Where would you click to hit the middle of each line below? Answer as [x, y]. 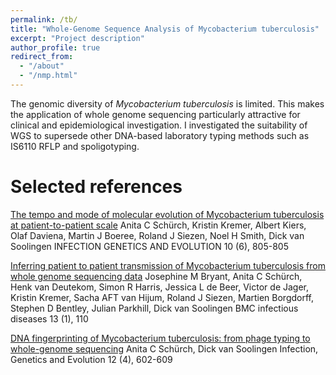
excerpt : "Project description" [77, 38]
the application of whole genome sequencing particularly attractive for [155, 114]
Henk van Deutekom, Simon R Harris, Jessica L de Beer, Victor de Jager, [160, 287]
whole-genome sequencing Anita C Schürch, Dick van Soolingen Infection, [164, 348]
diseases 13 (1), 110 [49, 318]
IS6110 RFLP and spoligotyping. [75, 146]
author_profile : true [55, 47]
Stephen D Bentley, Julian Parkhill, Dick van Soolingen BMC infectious [154, 308]
